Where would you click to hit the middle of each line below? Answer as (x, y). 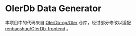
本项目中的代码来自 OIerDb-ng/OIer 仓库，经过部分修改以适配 (68, 22)
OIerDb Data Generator (53, 9)
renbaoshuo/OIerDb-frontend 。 (38, 28)
